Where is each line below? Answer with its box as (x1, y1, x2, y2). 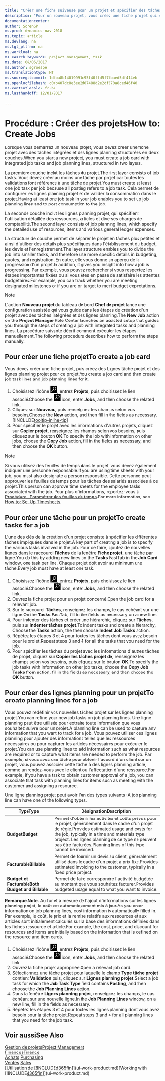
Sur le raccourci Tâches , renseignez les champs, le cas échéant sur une (12, 607, 159, 613)
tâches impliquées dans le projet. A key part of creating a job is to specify (5, 539, 153, 545)
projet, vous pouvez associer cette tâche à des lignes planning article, (5, 761, 147, 767)
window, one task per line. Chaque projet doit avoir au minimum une (5, 560, 143, 566)
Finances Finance (5, 1050, 40, 1055)
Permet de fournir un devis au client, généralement (55, 853, 157, 859)
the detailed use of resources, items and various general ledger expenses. (5, 226, 156, 232)
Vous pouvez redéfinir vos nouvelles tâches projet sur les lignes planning (5, 709, 153, 715)
